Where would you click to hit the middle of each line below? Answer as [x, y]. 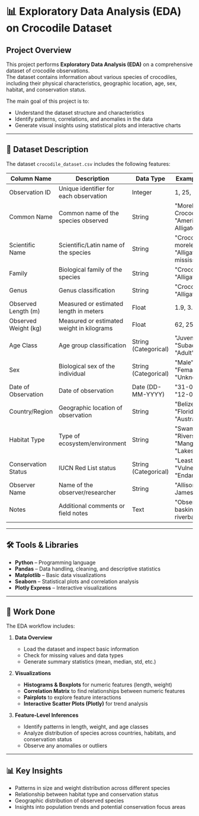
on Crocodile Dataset [59, 28]
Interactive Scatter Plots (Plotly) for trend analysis [86, 704]
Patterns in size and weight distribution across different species [92, 788]
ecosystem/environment [92, 443]
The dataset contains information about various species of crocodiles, [92, 77]
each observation [83, 196]
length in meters [81, 311]
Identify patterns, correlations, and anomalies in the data [84, 119]
